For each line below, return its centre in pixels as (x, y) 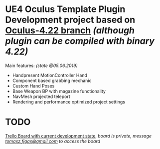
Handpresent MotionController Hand (50, 75)
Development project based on (70, 20)
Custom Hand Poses (33, 85)
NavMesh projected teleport (41, 96)
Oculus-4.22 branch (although (70, 30)
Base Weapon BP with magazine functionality (59, 91)
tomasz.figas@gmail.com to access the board (53, 141)
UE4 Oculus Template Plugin (65, 9)
